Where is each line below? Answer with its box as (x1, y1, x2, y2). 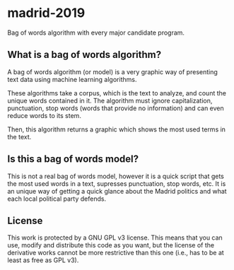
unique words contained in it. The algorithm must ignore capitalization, (7, 96, 213, 105)
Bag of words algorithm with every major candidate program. (7, 28, 185, 37)
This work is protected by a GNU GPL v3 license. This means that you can (7, 233, 223, 242)
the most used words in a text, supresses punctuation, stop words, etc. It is (7, 179, 226, 188)
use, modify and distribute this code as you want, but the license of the (7, 241, 214, 250)
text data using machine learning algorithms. (7, 75, 137, 83)
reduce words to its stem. (7, 111, 81, 119)
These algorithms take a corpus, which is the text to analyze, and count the (7, 88, 226, 97)
